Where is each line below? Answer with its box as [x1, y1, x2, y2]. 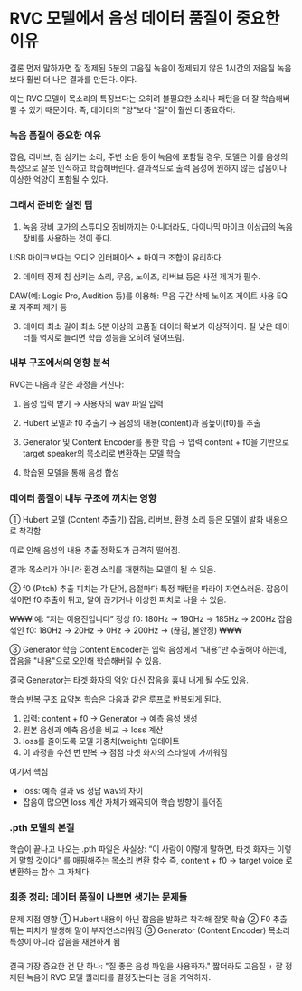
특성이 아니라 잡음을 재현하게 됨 [9, 936, 121, 947]
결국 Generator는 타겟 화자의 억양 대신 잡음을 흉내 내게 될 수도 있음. [9, 675, 249, 685]
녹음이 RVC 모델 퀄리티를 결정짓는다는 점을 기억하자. [25, 971, 212, 982]
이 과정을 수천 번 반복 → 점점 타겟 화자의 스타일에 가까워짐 [22, 747, 228, 758]
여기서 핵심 [9, 766, 49, 778]
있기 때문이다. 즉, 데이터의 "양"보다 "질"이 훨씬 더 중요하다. [28, 104, 236, 115]
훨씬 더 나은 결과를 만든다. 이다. [25, 73, 137, 84]
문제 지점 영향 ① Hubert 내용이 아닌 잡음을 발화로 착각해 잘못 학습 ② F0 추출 [9, 913, 288, 924]
